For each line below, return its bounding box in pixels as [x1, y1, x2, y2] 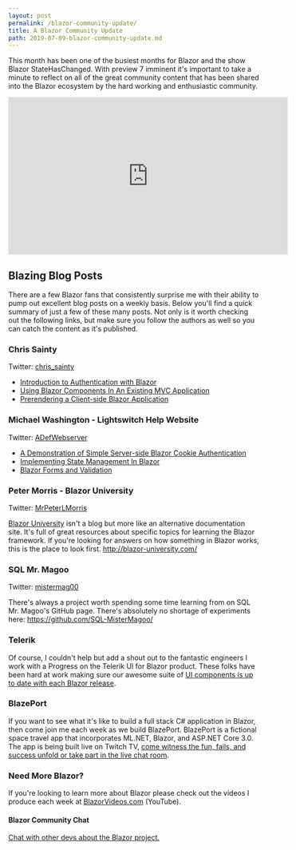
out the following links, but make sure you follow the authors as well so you [8, 316, 255, 325]
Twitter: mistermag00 [8, 582, 79, 592]
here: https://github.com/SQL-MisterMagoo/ [8, 614, 153, 624]
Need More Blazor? [8, 770, 84, 781]
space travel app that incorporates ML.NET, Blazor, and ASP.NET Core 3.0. [8, 733, 254, 743]
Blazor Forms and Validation [19, 465, 112, 475]
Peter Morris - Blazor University [8, 485, 134, 496]
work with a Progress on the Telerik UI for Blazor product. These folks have [8, 661, 255, 671]
